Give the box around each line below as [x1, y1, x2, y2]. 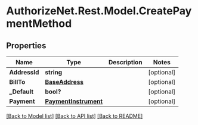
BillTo [9, 78, 26, 86]
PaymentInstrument [44, 97, 103, 105]
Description [108, 58, 143, 66]
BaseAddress [44, 78, 84, 86]
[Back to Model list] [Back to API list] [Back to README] [6, 112, 143, 120]
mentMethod [6, 17, 72, 30]
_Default [9, 87, 34, 96]
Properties [6, 40, 47, 51]
